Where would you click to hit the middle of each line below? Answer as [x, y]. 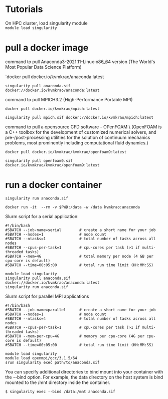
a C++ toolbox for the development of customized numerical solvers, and [81, 132]
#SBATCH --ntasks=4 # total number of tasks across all [80, 319]
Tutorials [24, 9]
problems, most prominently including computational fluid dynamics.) [77, 143]
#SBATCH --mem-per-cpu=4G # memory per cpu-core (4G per [75, 336]
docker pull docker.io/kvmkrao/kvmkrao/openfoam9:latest [66, 152]
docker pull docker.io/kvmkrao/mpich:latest [52, 109]
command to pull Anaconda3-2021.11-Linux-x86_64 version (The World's [80, 62]
